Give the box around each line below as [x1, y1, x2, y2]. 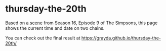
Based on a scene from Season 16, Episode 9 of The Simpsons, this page [5, 20, 158, 26]
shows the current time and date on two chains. [5, 25, 105, 31]
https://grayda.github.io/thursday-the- [81, 35, 161, 41]
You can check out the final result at [5, 35, 80, 41]
